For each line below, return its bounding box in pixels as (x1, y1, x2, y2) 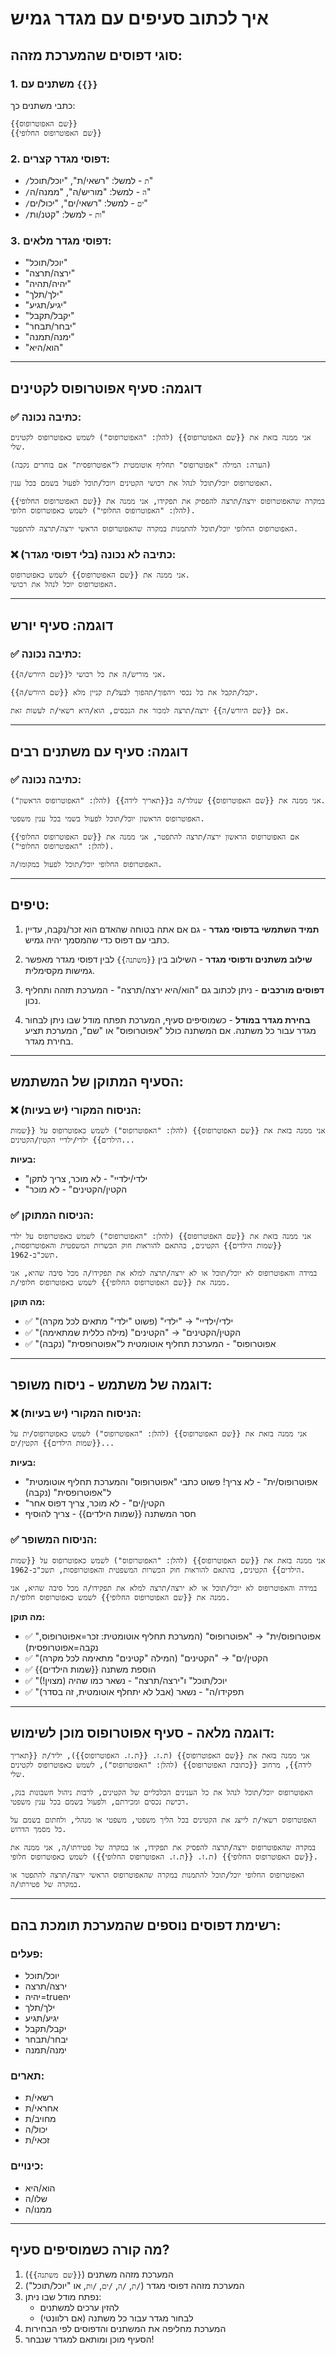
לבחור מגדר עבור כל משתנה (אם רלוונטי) (39, 2312, 194, 2324)
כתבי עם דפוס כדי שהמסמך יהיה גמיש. (24, 933, 170, 946)
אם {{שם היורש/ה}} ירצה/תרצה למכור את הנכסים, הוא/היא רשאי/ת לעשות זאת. (10, 706, 290, 716)
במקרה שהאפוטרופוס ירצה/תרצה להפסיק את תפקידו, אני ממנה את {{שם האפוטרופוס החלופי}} (10, 497, 325, 507)
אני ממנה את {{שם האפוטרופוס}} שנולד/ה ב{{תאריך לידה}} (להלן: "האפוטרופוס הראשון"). (10, 795, 326, 806)
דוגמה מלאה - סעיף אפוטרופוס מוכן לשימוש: (10, 1725, 275, 1741)
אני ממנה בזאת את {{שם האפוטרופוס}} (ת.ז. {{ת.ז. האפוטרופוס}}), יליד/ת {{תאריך (10, 1751, 310, 1761)
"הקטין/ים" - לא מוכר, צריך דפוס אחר (24, 1497, 165, 1509)
